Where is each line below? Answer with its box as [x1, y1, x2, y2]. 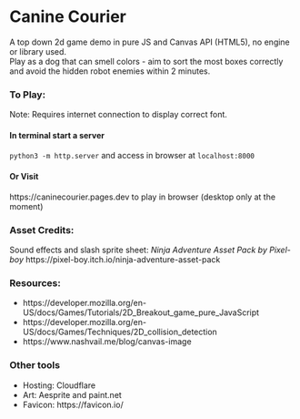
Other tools [9, 359, 61, 372]
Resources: [9, 276, 61, 289]
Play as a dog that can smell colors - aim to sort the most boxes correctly [9, 56, 284, 66]
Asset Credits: [9, 223, 75, 236]
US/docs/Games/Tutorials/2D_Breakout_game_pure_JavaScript [22, 307, 260, 318]
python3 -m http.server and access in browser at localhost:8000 [9, 150, 255, 161]
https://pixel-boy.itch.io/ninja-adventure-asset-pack [25, 253, 221, 265]
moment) [9, 200, 44, 211]
